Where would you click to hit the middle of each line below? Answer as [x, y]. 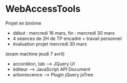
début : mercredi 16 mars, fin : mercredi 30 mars [64, 33]
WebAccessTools [43, 9]
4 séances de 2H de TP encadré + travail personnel [67, 38]
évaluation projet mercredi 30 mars [50, 44]
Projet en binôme [23, 23]
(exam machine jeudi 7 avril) [35, 54]
